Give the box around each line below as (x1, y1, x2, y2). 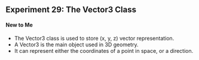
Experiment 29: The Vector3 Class (5, 5, 137, 15)
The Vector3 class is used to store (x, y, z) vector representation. (14, 34, 174, 42)
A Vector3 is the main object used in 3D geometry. (14, 41, 139, 48)
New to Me (5, 21, 33, 29)
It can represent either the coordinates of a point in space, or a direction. (14, 47, 194, 54)
